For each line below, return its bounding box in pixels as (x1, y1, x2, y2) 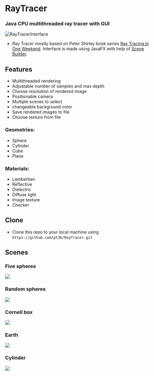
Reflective (12, 181, 32, 187)
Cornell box (5, 308, 33, 315)
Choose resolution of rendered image (12, 89, 87, 94)
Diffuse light (12, 192, 37, 197)
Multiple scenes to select (12, 99, 62, 105)
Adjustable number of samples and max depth (12, 83, 105, 89)
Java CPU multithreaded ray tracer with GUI (5, 20, 110, 27)
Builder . (12, 51, 28, 57)
